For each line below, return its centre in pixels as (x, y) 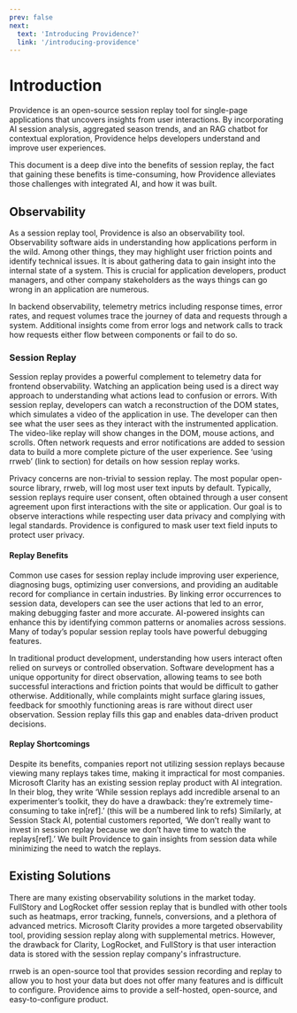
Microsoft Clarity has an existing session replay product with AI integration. (146, 782)
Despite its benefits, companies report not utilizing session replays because (147, 764)
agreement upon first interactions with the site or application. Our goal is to (146, 507)
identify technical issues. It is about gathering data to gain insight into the (143, 261)
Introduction (56, 86)
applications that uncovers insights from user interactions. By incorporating (146, 119)
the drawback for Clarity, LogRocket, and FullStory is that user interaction (143, 944)
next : (19, 26)
